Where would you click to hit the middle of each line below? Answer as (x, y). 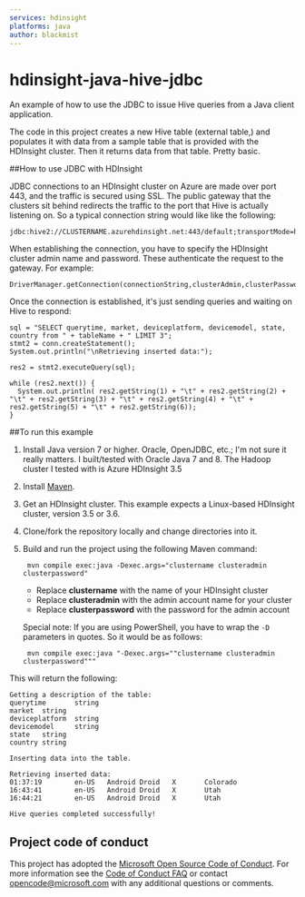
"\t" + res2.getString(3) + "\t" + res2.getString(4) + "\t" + (132, 399)
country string (38, 743)
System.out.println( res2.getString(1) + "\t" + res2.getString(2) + (152, 391)
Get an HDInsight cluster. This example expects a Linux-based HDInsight (158, 504)
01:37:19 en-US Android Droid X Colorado (123, 783)
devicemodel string (54, 727)
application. (31, 114)
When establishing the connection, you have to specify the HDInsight (139, 249)
